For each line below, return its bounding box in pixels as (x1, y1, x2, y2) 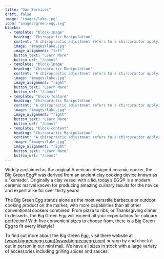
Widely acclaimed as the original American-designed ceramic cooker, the (5, 166, 153, 172)
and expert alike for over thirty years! (5, 187, 80, 193)
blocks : (5, 26, 21, 30)
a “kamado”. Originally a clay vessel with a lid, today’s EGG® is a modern (5, 177, 150, 183)
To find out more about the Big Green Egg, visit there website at (5, 233, 133, 238)
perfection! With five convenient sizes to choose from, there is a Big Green (5, 218, 155, 224)
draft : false (5, 12, 32, 17)
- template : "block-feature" (9, 94, 69, 99)
